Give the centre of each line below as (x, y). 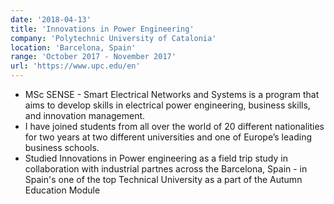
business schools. (62, 147)
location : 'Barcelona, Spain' (73, 47)
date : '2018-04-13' (51, 19)
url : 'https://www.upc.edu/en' (75, 66)
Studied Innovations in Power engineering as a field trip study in (156, 158)
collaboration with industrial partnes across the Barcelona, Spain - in (166, 169)
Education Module (62, 190)
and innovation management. (85, 115)
